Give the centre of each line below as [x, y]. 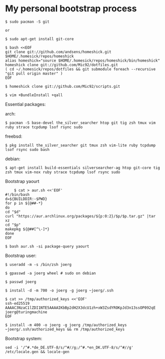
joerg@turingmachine [26, 312]
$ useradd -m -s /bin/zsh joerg [38, 264]
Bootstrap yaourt [22, 181]
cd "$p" [13, 225]
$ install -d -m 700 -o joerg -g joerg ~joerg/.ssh [59, 290]
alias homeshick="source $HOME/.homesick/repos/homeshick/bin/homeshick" [83, 60]
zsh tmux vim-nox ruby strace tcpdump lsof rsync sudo [63, 172]
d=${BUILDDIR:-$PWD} [26, 199]
